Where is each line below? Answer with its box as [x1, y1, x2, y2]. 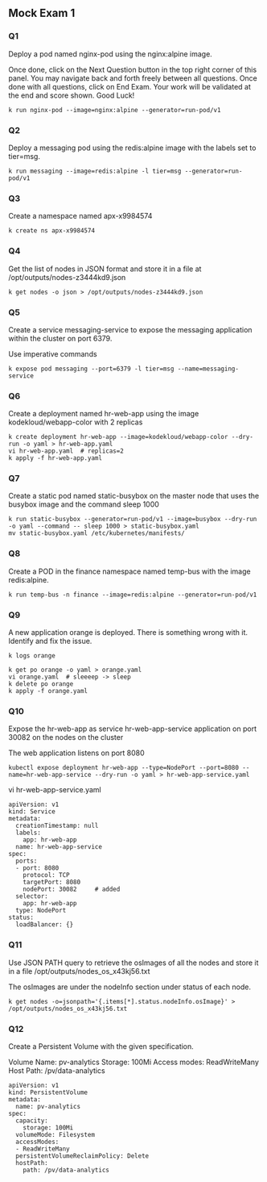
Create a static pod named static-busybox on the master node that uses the [8, 491, 260, 501]
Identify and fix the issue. [8, 637, 92, 646]
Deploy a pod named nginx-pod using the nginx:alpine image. [8, 48, 213, 59]
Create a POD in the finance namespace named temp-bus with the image [8, 566, 251, 576]
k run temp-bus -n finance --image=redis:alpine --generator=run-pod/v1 [8, 591, 257, 599]
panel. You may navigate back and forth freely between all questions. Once [8, 73, 257, 83]
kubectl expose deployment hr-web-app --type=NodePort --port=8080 [8, 764, 240, 772]
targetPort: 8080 [23, 879, 81, 887]
